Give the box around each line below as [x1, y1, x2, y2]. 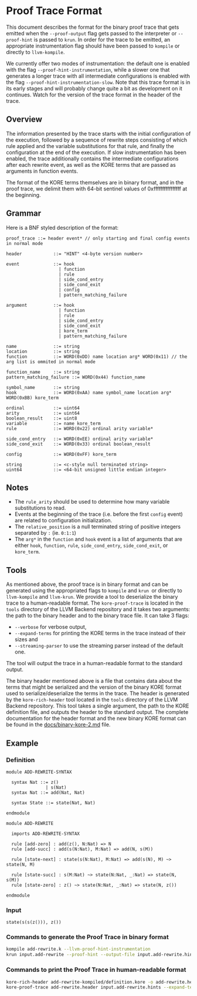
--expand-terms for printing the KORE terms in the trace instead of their [14, 630, 186, 637]
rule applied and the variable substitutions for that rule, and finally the [6, 142, 174, 149]
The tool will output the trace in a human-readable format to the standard [6, 660, 183, 667]
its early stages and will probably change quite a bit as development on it [6, 85, 183, 92]
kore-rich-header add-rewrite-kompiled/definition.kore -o [6, 979, 154, 985]
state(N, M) [6, 861, 35, 867]
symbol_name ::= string [6, 384, 80, 390]
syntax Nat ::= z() [11, 779, 59, 785]
